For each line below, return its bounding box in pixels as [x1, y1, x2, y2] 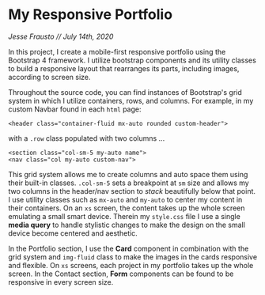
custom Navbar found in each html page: [8, 104, 142, 114]
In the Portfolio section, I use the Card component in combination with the [8, 244, 249, 253]
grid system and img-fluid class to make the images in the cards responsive [8, 252, 258, 262]
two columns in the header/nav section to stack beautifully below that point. [8, 186, 256, 195]
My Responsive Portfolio [8, 6, 172, 24]
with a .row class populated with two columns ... [8, 133, 165, 143]
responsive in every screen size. [8, 277, 114, 286]
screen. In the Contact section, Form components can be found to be [8, 269, 234, 278]
